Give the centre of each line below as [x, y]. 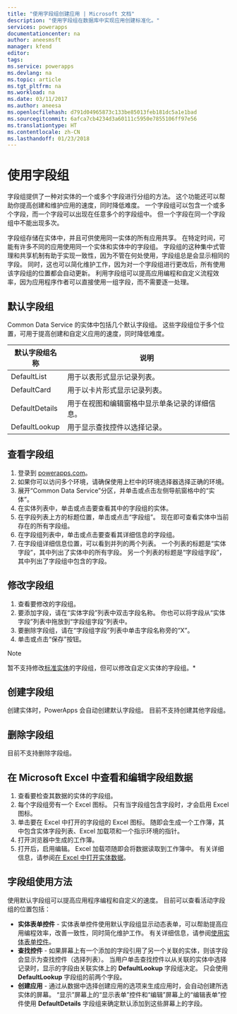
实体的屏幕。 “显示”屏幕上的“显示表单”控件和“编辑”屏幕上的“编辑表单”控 [122, 994]
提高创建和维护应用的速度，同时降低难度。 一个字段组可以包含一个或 [119, 205]
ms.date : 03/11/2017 [38, 99]
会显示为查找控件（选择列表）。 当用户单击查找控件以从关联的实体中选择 [122, 959]
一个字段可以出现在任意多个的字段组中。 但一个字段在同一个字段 [132, 214]
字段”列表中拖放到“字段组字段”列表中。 [74, 621]
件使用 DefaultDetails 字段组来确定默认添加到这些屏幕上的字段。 [112, 1003]
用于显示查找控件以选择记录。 [116, 427]
